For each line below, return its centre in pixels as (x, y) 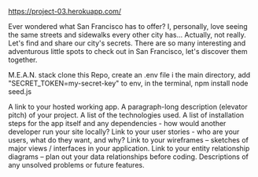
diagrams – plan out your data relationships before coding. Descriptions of (129, 157)
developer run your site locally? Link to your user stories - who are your (124, 132)
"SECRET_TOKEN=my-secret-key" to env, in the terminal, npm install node (129, 83)
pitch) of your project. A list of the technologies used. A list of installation (126, 115)
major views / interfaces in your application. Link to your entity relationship (129, 148)
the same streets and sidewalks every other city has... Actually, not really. (127, 35)
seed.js (20, 92)
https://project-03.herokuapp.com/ (65, 11)
